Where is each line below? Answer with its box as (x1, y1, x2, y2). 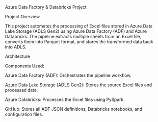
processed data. (5, 87, 38, 93)
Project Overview (5, 14, 40, 19)
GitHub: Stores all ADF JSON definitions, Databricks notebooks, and (5, 106, 142, 112)
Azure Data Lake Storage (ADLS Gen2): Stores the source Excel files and (5, 82, 152, 88)
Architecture (5, 53, 30, 59)
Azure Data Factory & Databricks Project (5, 4, 87, 10)
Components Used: (5, 63, 44, 69)
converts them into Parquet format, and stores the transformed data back (5, 39, 154, 45)
